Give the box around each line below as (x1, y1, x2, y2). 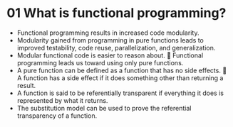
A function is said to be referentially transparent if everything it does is (16, 89, 224, 97)
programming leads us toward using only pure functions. (16, 58, 184, 67)
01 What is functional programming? (6, 5, 227, 21)
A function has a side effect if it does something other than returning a (16, 73, 224, 82)
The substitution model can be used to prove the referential (16, 104, 192, 112)
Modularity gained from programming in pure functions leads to (16, 35, 204, 44)
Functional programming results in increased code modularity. (16, 28, 200, 37)
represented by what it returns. (16, 96, 108, 104)
